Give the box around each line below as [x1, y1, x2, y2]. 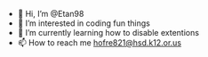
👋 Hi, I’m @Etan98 [17, 9, 84, 19]
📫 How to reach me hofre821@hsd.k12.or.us [17, 37, 182, 48]
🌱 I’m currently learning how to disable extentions [17, 28, 200, 37]
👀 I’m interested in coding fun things [17, 18, 151, 28]
